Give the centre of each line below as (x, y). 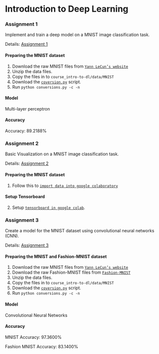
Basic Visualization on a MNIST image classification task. (62, 154)
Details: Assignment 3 (27, 245)
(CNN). (12, 236)
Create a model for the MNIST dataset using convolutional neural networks (80, 231)
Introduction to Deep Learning (67, 9)
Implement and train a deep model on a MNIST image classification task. (77, 35)
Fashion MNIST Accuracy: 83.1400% (42, 346)
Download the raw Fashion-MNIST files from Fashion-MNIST (71, 272)
